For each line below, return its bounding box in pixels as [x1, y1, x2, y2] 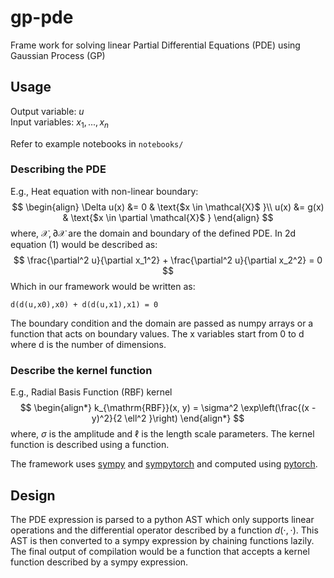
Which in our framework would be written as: [10, 280, 196, 292]
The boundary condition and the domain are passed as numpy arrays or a [10, 317, 314, 329]
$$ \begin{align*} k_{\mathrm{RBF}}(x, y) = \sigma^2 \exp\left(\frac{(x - [19, 402, 317, 414]
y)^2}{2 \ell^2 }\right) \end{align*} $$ [91, 412, 245, 425]
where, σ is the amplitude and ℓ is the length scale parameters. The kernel [10, 428, 315, 440]
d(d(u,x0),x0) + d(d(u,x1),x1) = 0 [10, 299, 159, 310]
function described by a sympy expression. [10, 556, 189, 568]
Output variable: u [10, 105, 85, 117]
